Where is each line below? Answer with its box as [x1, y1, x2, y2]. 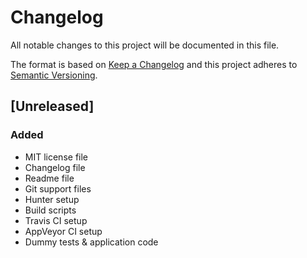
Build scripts [24, 204, 77, 216]
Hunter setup [24, 193, 80, 205]
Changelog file [24, 161, 86, 173]
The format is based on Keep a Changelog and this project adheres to [10, 58, 298, 70]
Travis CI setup [24, 214, 88, 226]
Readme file [24, 172, 75, 184]
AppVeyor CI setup [24, 225, 103, 237]
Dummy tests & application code [24, 236, 159, 248]
